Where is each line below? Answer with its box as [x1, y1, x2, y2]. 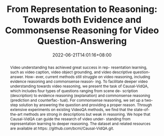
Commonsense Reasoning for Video [5, 25, 159, 36]
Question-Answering [37, 35, 127, 47]
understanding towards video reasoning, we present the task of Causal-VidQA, [10, 83, 149, 88]
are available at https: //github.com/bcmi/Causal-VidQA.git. [10, 125, 114, 131]
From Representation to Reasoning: [7, 3, 157, 15]
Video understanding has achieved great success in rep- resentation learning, [10, 64, 147, 70]
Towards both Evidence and [22, 14, 142, 25]
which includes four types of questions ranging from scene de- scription [10, 88, 138, 93]
